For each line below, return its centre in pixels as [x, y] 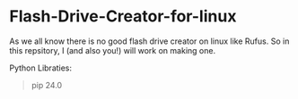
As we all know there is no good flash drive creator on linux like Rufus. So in [149, 41]
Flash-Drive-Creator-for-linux [123, 16]
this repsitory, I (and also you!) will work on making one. [113, 50]
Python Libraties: [41, 68]
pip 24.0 [47, 85]
